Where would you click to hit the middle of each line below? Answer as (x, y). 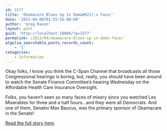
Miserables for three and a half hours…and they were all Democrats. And (81, 103)
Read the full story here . (30, 123)
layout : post (19, 29)
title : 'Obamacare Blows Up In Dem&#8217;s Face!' (60, 15)
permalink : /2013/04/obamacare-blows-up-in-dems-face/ (64, 38)
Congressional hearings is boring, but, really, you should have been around (83, 77)
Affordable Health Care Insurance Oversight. (52, 88)
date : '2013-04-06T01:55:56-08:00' (43, 19)
